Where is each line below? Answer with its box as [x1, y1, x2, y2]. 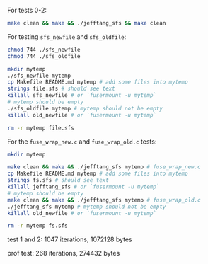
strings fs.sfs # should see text [7, 177, 110, 184]
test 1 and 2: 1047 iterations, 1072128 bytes [7, 235, 132, 243]
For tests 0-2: [7, 6, 47, 14]
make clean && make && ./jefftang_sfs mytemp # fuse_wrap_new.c [7, 163, 201, 171]
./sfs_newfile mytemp [7, 72, 71, 79]
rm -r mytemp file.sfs [7, 124, 74, 132]
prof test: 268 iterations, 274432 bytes [7, 249, 120, 258]
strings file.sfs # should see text [7, 85, 115, 93]
